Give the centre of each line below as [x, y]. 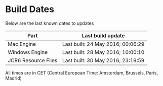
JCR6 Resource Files [33, 60]
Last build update [103, 35]
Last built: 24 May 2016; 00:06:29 [104, 44]
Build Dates [30, 9]
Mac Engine [22, 44]
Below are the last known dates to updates [50, 23]
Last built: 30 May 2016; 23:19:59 [104, 60]
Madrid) [13, 78]
